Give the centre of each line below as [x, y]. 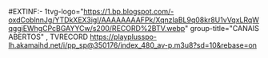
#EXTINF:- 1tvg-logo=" [46, 12]
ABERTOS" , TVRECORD [48, 37]
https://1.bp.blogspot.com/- [129, 12]
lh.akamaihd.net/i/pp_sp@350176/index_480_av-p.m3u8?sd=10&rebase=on [133, 45]
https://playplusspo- [124, 37]
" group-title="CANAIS [222, 28]
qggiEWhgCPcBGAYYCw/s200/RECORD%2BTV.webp [97, 28]
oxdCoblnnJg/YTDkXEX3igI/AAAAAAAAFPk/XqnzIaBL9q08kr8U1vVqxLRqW [134, 20]
